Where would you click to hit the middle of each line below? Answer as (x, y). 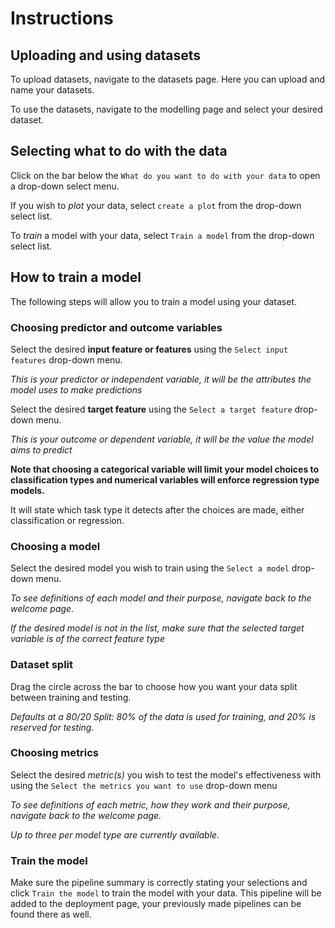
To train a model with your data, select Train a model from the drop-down (162, 235)
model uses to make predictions (76, 389)
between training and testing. (71, 697)
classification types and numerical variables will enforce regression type (165, 479)
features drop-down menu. (66, 359)
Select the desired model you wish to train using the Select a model (150, 568)
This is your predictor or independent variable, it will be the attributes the (161, 379)
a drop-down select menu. (65, 186)
